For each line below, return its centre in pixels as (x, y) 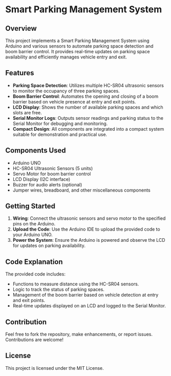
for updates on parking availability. (49, 246)
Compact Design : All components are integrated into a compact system (88, 129)
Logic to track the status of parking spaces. (58, 289)
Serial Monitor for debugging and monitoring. (60, 123)
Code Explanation (34, 262)
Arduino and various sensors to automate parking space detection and (79, 46)
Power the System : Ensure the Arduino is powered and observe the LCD (89, 240)
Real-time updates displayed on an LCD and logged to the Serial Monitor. (89, 306)
